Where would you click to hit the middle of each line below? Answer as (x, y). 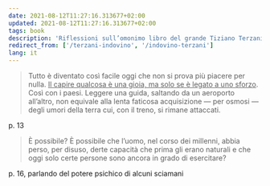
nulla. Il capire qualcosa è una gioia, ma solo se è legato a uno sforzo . (143, 84)
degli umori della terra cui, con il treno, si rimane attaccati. (124, 110)
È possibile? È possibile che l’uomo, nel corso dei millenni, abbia (134, 141)
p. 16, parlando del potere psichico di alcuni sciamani (96, 174)
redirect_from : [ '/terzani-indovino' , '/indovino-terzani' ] (111, 46)
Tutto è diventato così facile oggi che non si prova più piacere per (137, 76)
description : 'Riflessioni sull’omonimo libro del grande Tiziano (122, 38)
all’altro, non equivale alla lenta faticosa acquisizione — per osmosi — (143, 101)
